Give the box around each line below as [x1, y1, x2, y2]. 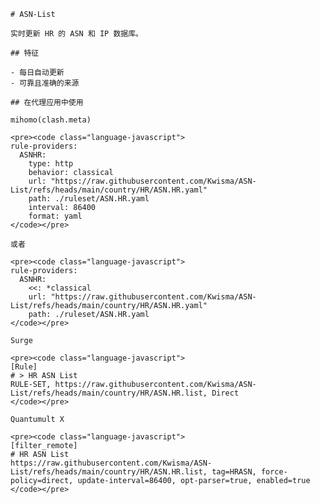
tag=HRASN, [211, 467, 257, 477]
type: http [28, 159, 74, 169]
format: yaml [28, 211, 83, 221]
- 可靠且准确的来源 [10, 78, 80, 88]
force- [260, 467, 288, 477]
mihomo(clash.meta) [10, 115, 92, 125]
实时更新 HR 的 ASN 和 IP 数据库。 [10, 29, 143, 39]
